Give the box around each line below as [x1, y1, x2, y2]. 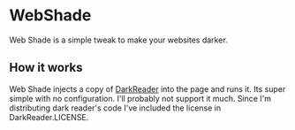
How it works [9, 60, 83, 75]
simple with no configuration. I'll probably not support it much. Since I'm [9, 93, 272, 103]
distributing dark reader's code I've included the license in [9, 103, 222, 113]
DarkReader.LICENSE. [9, 111, 89, 122]
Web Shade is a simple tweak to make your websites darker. [9, 34, 228, 45]
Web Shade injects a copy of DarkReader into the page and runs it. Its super [9, 83, 286, 94]
